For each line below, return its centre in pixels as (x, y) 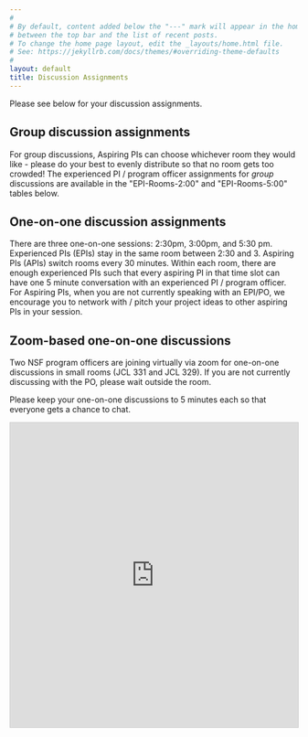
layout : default (40, 69)
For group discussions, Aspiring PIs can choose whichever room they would (153, 154)
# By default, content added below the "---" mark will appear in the (147, 27)
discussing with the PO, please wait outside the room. (111, 382)
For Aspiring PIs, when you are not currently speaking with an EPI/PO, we (147, 293)
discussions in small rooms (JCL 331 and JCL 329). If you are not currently (150, 372)
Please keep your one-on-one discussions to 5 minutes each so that (138, 400)
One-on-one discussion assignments (118, 222)
